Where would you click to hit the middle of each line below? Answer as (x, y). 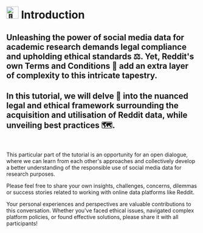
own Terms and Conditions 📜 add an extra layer (98, 66)
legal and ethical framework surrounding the (93, 106)
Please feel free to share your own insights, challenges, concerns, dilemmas (102, 186)
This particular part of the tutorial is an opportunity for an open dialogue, (97, 155)
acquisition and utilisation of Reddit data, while (97, 115)
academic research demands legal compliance (97, 47)
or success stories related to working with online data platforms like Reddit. (100, 192)
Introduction (53, 15)
